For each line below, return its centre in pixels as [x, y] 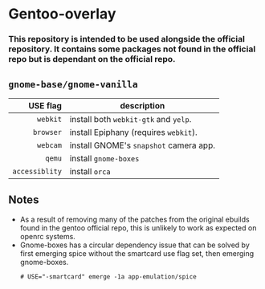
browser [47, 132]
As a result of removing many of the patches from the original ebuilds [135, 219]
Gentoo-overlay [62, 14]
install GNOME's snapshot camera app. [142, 145]
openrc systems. [48, 236]
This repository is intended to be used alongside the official [126, 39]
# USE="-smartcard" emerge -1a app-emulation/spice [108, 277]
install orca [90, 171]
